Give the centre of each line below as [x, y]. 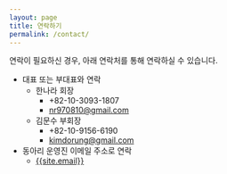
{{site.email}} [60, 161]
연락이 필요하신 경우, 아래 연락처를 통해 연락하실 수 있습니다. [113, 61]
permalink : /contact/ [49, 34]
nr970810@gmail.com [89, 110]
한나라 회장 [54, 91]
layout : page [33, 17]
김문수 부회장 [58, 120]
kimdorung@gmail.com [91, 140]
